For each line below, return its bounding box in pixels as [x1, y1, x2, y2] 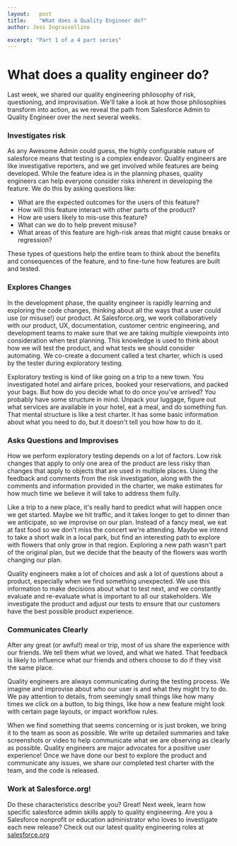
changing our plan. [7, 556, 62, 564]
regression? [17, 235, 52, 245]
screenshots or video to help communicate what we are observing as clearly [7, 736, 231, 745]
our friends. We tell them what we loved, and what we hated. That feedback [7, 648, 229, 657]
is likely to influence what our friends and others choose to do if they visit [7, 656, 221, 664]
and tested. [7, 265, 40, 273]
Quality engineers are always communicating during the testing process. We [7, 677, 230, 686]
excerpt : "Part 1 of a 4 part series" [7, 36, 122, 43]
